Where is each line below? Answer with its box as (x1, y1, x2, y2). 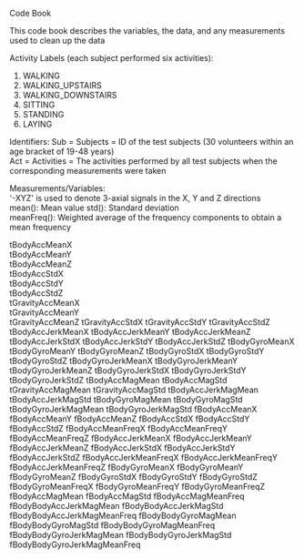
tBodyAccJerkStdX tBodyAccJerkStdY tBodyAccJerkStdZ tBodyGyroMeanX (9, 336, 295, 347)
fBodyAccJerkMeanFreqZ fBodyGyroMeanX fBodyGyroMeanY (9, 462, 244, 473)
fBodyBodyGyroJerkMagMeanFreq (9, 539, 141, 550)
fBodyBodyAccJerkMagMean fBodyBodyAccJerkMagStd (9, 501, 225, 511)
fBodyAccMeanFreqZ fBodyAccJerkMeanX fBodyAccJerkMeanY (9, 432, 253, 443)
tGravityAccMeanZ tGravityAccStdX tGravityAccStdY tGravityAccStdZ (9, 317, 271, 327)
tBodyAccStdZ (9, 288, 64, 299)
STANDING (22, 109, 65, 119)
